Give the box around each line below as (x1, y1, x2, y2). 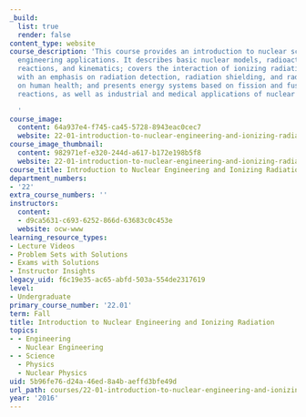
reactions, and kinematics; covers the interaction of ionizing (17, 65, 267, 74)
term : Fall (9, 309, 51, 319)
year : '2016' (9, 393, 59, 403)
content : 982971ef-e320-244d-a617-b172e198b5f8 (17, 148, 202, 158)
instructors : (9, 199, 59, 208)
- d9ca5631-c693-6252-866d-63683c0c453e (17, 216, 173, 225)
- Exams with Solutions (9, 259, 100, 268)
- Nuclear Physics (17, 368, 88, 378)
